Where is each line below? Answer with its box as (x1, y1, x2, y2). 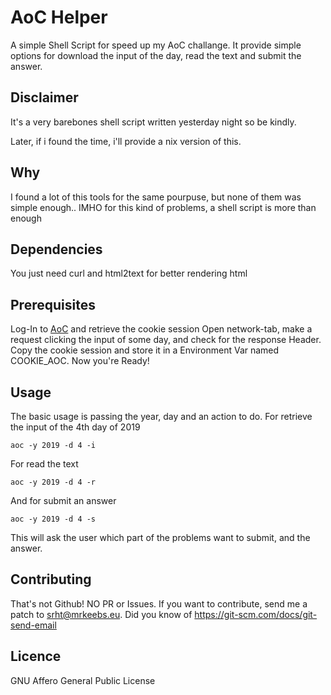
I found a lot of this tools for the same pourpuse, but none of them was (10, 191, 302, 203)
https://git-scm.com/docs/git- (194, 608, 318, 620)
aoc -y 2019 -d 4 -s (10, 514, 97, 524)
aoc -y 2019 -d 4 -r (10, 477, 97, 487)
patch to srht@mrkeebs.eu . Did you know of (10, 608, 193, 620)
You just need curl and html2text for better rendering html (10, 267, 248, 280)
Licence (10, 648, 62, 665)
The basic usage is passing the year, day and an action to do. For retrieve (10, 411, 313, 422)
